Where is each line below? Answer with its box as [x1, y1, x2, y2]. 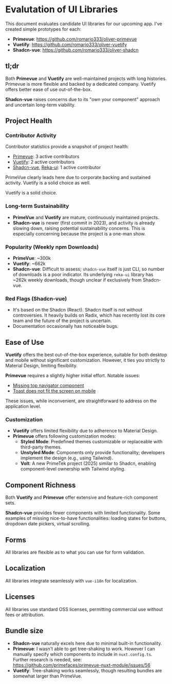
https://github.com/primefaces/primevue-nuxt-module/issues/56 [12, 662, 150, 668]
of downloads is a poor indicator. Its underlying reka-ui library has [12, 271, 154, 278]
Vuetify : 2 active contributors [12, 159, 75, 165]
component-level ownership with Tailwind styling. [20, 466, 126, 472]
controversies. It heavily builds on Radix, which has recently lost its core [12, 312, 166, 319]
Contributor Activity [5, 132, 56, 139]
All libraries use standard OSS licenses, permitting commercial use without [5, 606, 163, 612]
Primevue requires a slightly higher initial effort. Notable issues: [5, 373, 140, 379]
